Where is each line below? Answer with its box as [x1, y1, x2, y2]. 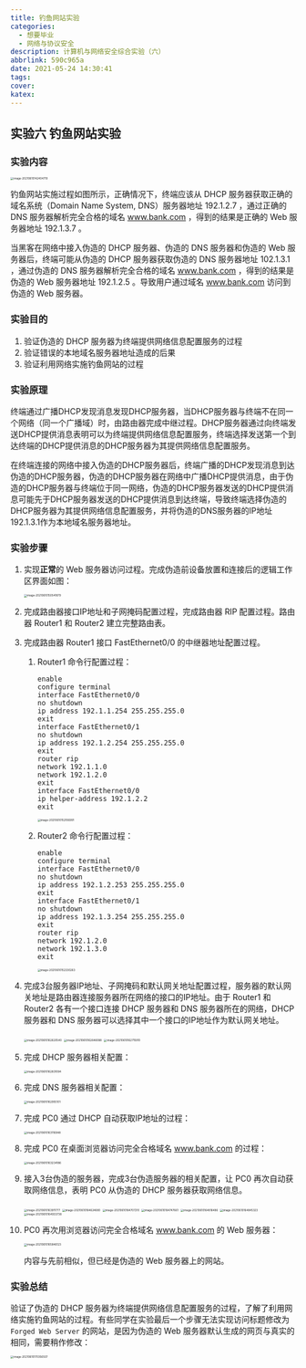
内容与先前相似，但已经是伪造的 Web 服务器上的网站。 [23, 1255, 229, 1266]
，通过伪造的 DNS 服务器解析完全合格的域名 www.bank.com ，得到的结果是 [10, 266, 294, 277]
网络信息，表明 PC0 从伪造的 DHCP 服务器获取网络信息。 [31, 1185, 248, 1196]
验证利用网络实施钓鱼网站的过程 [23, 358, 144, 370]
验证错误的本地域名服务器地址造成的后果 [23, 347, 176, 358]
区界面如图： [23, 576, 72, 587]
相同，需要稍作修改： [10, 1337, 90, 1348]
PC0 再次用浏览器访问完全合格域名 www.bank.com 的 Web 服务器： [23, 1225, 279, 1236]
